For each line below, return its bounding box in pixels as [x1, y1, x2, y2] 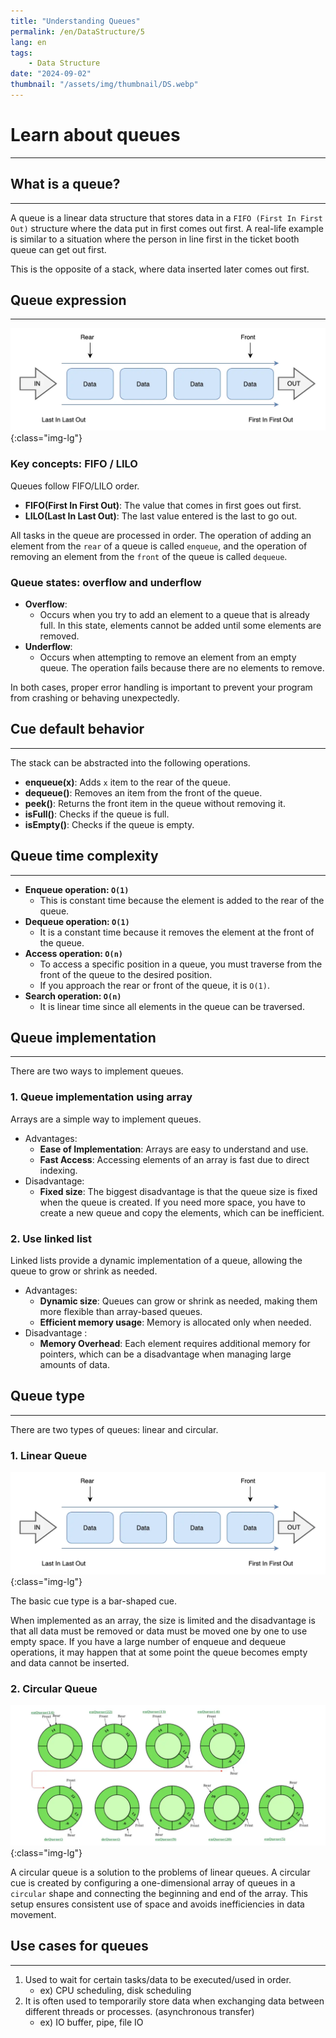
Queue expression [10, 292, 127, 309]
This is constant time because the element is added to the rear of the [39, 894, 325, 906]
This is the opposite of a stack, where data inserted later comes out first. [10, 263, 310, 275]
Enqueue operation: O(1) [24, 883, 130, 895]
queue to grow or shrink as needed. [10, 1265, 158, 1277]
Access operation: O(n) [24, 947, 123, 959]
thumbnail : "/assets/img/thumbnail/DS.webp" [10, 80, 199, 90]
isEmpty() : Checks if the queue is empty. [24, 818, 195, 830]
